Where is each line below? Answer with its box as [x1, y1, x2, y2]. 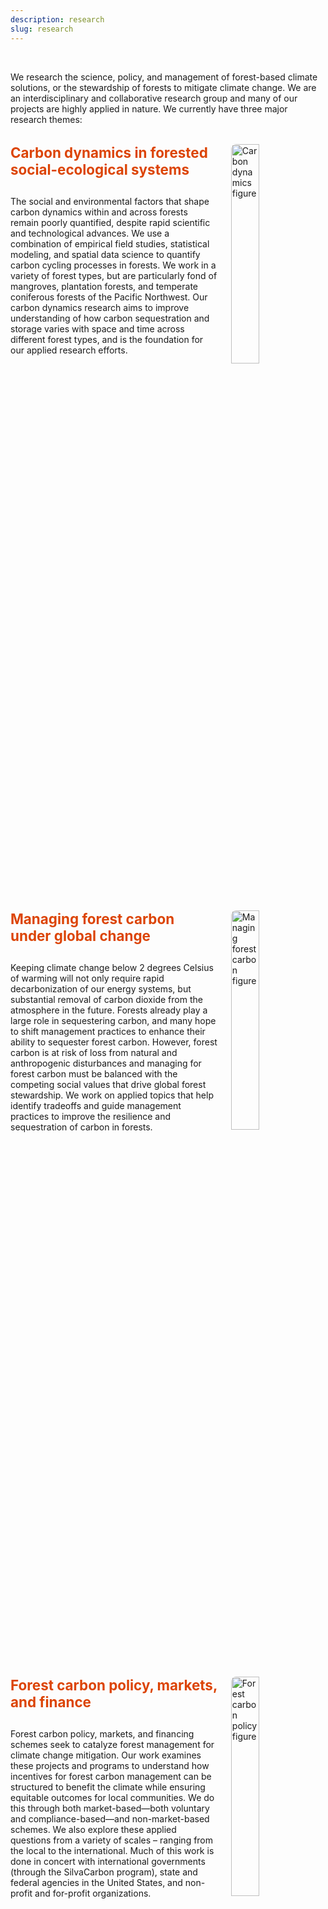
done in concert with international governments [10, 1856, 206, 1868]
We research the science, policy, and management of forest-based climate [10, 71, 318, 83]
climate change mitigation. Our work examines [10, 1749, 202, 1761]
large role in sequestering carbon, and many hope [10, 1015, 217, 1027]
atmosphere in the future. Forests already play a [10, 1004, 208, 1016]
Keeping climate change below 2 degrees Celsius [10, 962, 214, 974]
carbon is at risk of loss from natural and [10, 1047, 178, 1059]
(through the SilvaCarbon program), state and [10, 1866, 198, 1878]
